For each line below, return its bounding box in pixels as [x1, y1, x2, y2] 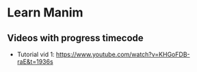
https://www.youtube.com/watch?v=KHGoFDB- [55, 50, 190, 58]
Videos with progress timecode [7, 32, 144, 44]
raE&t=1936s [16, 58, 53, 66]
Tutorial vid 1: [16, 50, 55, 58]
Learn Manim [7, 5, 83, 21]
